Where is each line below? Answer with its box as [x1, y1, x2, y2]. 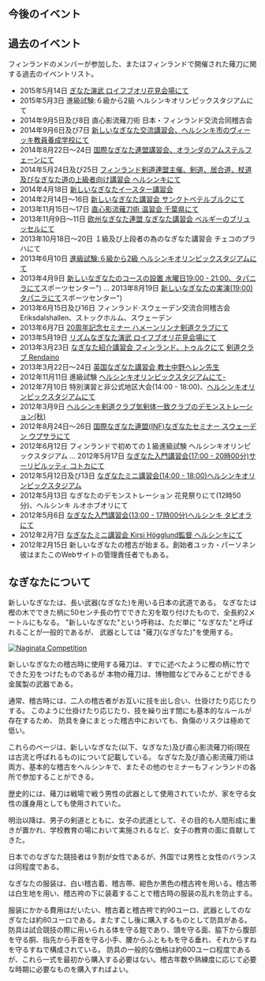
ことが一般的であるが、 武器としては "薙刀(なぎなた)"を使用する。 [21, 627, 238, 637]
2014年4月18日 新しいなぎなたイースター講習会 [19, 185, 174, 194]
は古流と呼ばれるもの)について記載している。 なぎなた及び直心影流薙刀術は [8, 753, 255, 762]
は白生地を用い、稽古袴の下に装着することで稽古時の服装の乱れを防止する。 [8, 889, 257, 898]
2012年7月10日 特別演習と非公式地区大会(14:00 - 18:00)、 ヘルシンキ [19, 382, 242, 392]
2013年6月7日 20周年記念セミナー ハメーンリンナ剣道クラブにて [19, 323, 229, 333]
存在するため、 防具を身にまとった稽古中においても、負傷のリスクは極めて [8, 716, 251, 725]
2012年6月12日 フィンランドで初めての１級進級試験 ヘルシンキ [19, 442, 223, 451]
